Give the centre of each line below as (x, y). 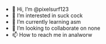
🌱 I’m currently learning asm (46, 22)
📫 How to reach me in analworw (52, 35)
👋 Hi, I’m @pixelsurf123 (40, 9)
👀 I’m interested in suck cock (47, 15)
